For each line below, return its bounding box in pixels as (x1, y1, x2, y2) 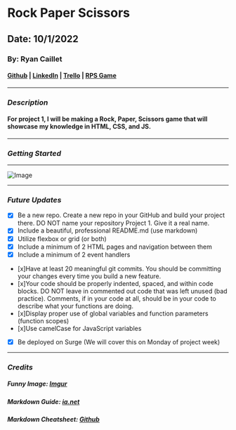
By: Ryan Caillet (7, 54, 63, 64)
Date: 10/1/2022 (7, 33, 79, 45)
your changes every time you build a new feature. (17, 272, 162, 280)
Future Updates (7, 195, 62, 205)
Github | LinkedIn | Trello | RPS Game (7, 72, 117, 80)
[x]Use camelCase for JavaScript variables (17, 324, 142, 332)
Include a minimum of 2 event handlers (17, 250, 131, 259)
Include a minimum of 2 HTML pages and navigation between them (17, 242, 212, 251)
